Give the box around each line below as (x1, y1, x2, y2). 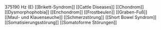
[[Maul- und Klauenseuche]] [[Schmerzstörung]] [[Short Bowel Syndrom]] (4, 15, 157, 20)
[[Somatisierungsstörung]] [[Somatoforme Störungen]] (4, 19, 117, 25)
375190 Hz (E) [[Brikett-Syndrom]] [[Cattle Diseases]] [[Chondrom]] (4, 4, 144, 10)
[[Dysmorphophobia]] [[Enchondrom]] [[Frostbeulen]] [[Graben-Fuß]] (4, 9, 148, 15)
